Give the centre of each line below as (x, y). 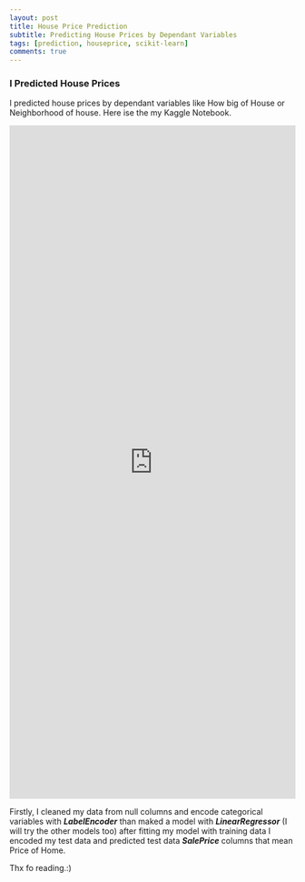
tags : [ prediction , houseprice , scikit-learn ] (99, 43)
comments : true (38, 52)
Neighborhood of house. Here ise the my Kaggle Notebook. (120, 113)
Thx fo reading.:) (41, 868)
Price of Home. (38, 850)
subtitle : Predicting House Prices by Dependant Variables (123, 35)
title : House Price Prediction (69, 26)
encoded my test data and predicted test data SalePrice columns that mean (151, 841)
